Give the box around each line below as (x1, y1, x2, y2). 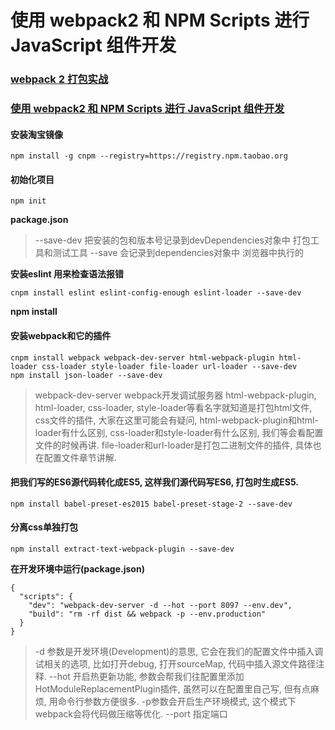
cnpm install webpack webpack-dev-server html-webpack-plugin (10, 352, 275, 363)
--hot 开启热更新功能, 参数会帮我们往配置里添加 (48, 671, 245, 683)
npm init (10, 196, 47, 206)
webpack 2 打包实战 (10, 72, 109, 86)
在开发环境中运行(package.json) (10, 563, 145, 575)
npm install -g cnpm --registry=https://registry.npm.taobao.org (10, 151, 288, 161)
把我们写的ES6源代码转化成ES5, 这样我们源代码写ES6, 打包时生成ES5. (10, 476, 300, 488)
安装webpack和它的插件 (10, 330, 112, 342)
